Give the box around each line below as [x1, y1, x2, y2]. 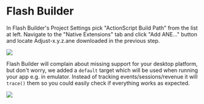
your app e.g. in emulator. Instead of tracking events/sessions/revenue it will [6, 73, 198, 80]
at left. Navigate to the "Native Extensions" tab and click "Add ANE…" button [6, 30, 198, 37]
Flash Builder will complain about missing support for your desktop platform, [6, 60, 198, 67]
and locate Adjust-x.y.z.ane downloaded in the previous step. [6, 37, 160, 44]
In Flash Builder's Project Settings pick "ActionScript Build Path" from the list [6, 24, 198, 31]
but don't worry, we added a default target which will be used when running [6, 67, 199, 74]
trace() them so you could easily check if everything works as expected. [6, 79, 190, 86]
